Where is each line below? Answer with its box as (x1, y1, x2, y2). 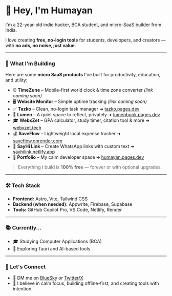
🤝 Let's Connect (5, 263, 46, 270)
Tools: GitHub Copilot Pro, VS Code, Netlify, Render (12, 206, 122, 213)
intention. (12, 286, 33, 292)
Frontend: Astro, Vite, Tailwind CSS (12, 196, 88, 202)
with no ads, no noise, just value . (5, 42, 76, 48)
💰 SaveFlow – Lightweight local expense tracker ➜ (12, 131, 121, 137)
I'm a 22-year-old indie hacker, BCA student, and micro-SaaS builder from (5, 22, 162, 28)
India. (5, 27, 17, 33)
